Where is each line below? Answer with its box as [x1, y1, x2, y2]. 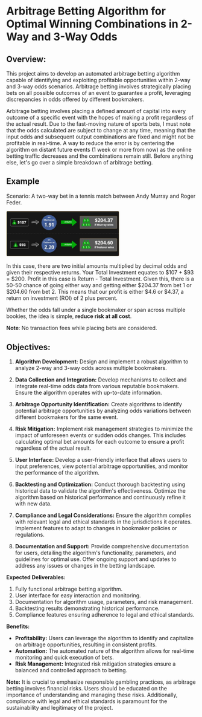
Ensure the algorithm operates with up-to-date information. [14, 389, 162, 397]
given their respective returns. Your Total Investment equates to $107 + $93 [6, 269, 194, 276]
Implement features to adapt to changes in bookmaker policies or [14, 525, 177, 532]
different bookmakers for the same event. [14, 414, 119, 421]
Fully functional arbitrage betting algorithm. [14, 585, 123, 593]
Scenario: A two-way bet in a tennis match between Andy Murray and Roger [6, 192, 196, 200]
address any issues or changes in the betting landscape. [14, 562, 156, 569]
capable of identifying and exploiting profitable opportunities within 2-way [6, 77, 191, 83]
